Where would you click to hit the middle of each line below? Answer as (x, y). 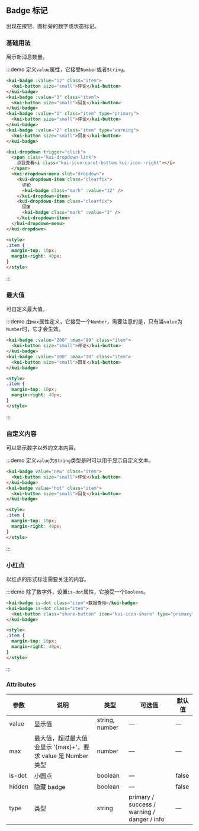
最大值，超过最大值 (61, 738)
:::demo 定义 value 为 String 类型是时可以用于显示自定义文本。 (80, 460)
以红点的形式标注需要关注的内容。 (48, 579)
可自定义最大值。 (27, 309)
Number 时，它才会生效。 (35, 329)
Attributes (21, 684)
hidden (19, 787)
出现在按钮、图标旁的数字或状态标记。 (53, 26)
